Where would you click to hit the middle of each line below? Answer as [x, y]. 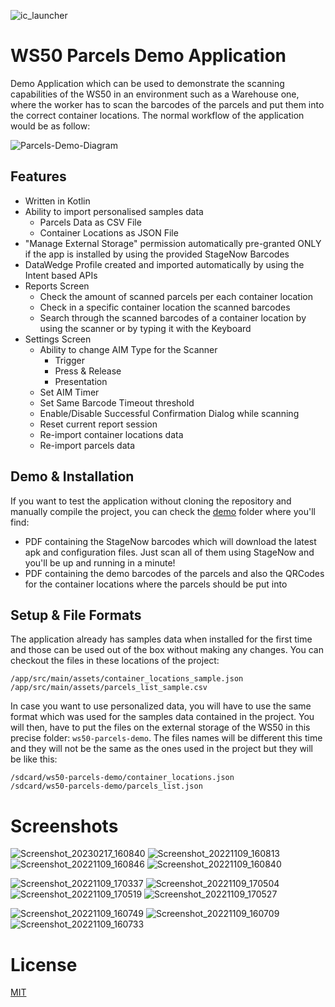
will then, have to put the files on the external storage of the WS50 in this [160, 727]
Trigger [70, 360]
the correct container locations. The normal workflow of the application [157, 115]
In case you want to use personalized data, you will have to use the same [161, 706]
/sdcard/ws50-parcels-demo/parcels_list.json [106, 786]
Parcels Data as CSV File [90, 222]
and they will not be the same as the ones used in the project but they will [162, 749]
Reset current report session [98, 424]
